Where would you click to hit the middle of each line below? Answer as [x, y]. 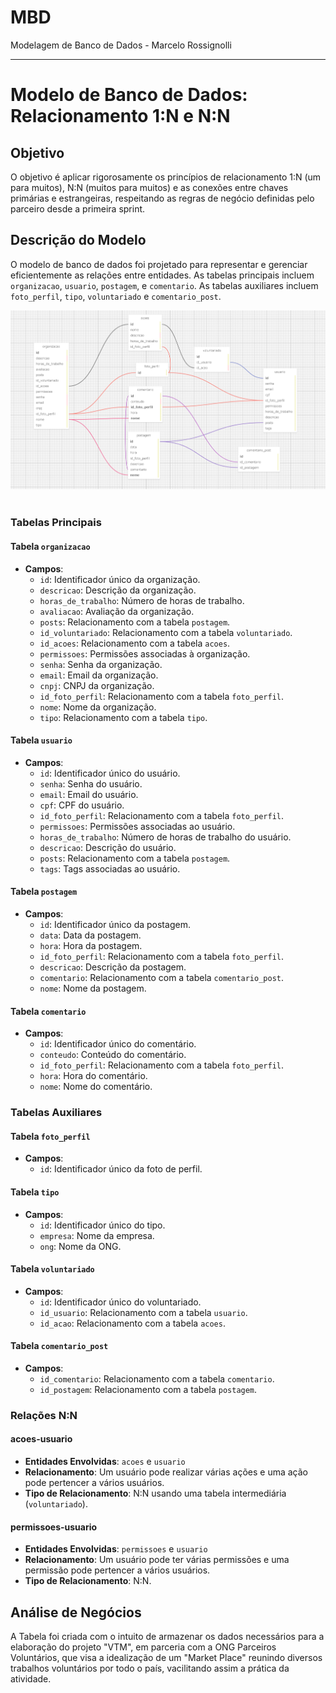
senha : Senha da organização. [101, 664]
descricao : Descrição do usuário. [108, 847]
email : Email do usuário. [89, 794]
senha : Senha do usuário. [91, 783]
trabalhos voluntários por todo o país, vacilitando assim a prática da [150, 1668]
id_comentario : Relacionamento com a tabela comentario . [157, 1378]
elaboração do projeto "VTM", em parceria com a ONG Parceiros [143, 1647]
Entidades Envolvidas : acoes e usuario [105, 1462]
